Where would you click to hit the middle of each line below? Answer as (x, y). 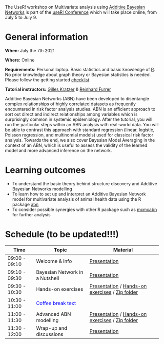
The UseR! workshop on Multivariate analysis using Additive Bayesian (75, 7)
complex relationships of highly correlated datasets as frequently (70, 104)
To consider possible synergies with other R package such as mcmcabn (84, 210)
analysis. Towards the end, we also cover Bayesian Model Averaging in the (80, 140)
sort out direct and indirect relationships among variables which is (71, 114)
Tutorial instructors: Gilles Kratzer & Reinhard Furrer (58, 89)
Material (123, 249)
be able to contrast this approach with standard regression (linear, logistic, (80, 130)
